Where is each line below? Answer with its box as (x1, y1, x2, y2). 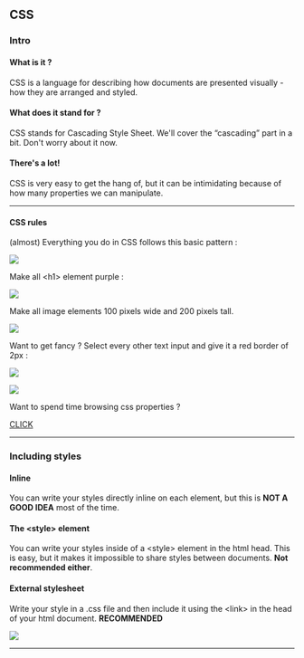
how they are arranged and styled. (9, 86, 138, 98)
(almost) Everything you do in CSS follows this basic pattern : (9, 237, 238, 248)
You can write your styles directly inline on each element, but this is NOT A (9, 492, 289, 503)
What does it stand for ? (9, 108, 101, 119)
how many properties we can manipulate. (9, 187, 164, 198)
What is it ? (9, 56, 52, 67)
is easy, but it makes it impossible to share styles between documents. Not (9, 552, 289, 564)
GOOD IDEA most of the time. (9, 502, 119, 513)
